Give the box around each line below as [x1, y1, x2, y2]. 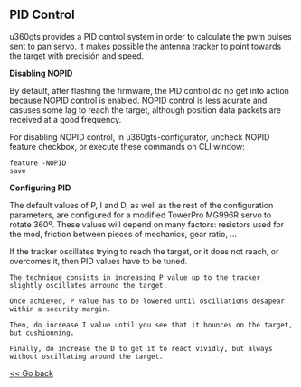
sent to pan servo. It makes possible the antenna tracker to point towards [9, 41, 282, 51]
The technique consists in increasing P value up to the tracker [9, 272, 260, 282]
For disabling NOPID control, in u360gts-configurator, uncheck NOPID [9, 131, 270, 143]
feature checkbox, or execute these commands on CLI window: [9, 141, 246, 152]
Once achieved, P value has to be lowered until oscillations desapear [9, 297, 285, 306]
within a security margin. [9, 304, 111, 314]
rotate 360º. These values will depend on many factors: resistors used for [9, 218, 285, 229]
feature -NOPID [9, 158, 67, 168]
